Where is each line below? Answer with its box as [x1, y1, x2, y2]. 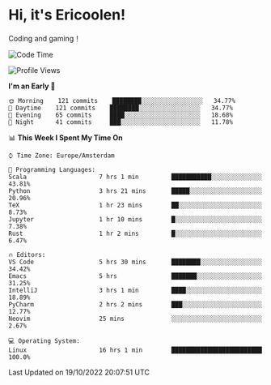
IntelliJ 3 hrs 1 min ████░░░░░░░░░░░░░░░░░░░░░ [8, 286, 263, 294]
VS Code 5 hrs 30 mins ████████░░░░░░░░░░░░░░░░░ [8, 258, 263, 266]
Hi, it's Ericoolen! [8, 6, 126, 24]
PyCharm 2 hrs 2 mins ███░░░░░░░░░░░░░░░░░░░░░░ [8, 300, 263, 309]
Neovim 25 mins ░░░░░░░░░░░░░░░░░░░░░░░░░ [8, 314, 263, 323]
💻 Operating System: [8, 336, 81, 345]
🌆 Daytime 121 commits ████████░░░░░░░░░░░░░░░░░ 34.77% [8, 104, 233, 112]
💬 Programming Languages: [8, 165, 95, 173]
